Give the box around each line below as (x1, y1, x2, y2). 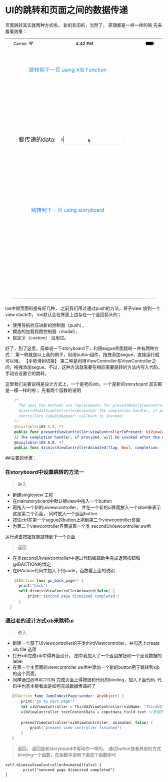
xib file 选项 (12, 646, 36, 652)
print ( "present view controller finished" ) (29, 725, 122, 730)
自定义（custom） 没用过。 (12, 334, 69, 340)
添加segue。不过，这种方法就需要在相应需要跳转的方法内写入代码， (22, 364, 162, 370)
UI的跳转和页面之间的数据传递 (5, 5, 128, 16)
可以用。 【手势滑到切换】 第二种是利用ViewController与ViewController (5, 357, 152, 363)
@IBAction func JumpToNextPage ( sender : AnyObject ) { (11, 694, 124, 699)
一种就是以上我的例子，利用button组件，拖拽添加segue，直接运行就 (19, 351, 160, 357)
